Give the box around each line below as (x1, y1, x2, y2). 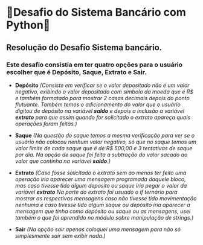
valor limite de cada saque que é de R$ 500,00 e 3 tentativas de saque (14, 144, 193, 151)
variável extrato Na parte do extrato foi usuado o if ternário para (14, 188, 178, 196)
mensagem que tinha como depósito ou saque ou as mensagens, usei (14, 208, 191, 215)
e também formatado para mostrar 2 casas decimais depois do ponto (14, 94, 190, 101)
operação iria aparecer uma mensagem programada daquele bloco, (14, 175, 186, 183)
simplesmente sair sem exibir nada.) (14, 232, 106, 239)
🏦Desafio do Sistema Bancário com (6, 5, 186, 19)
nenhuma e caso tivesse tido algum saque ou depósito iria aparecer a (14, 201, 190, 208)
